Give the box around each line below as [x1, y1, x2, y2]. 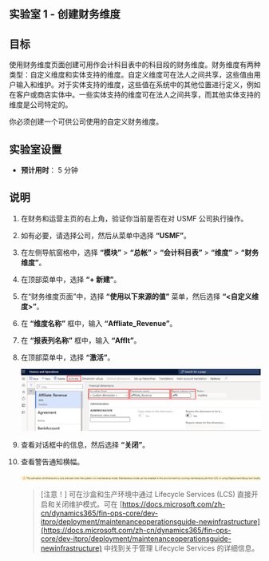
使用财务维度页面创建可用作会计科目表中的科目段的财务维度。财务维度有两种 [9, 60, 261, 70]
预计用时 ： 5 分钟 [20, 165, 78, 175]
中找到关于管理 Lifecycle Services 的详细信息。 [103, 543, 259, 553]
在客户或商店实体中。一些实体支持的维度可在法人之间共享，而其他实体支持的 [9, 90, 261, 100]
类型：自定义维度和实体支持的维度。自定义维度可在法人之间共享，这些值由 [9, 70, 254, 80]
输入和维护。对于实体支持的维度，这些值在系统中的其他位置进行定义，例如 [15, 80, 261, 90]
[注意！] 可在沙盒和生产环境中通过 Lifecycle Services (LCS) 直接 [40, 490, 251, 499]
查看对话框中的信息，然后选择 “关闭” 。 [20, 440, 150, 450]
